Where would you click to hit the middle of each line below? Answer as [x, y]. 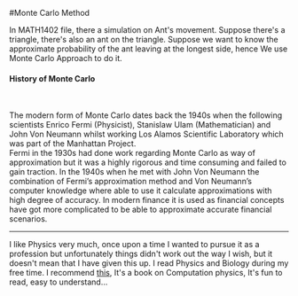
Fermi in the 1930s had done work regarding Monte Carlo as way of [132, 153]
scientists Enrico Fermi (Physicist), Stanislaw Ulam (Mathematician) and [140, 125]
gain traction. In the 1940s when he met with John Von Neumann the [134, 172]
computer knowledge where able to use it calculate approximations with [141, 191]
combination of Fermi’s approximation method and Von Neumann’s [131, 182]
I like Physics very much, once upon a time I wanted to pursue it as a [134, 245]
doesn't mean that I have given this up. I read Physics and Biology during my [149, 263]
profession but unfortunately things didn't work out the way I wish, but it [141, 254]
